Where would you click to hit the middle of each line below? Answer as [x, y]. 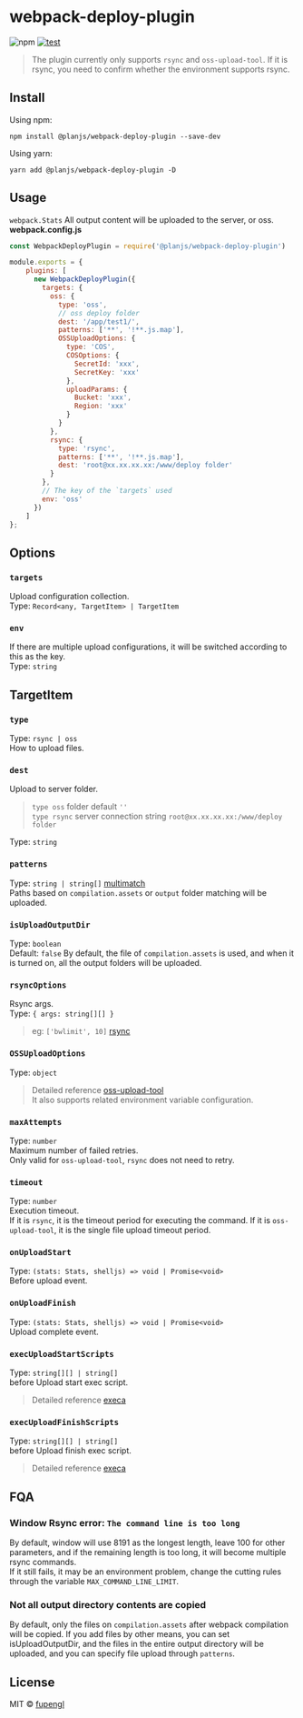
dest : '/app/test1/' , [99, 321]
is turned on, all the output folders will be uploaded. [106, 963]
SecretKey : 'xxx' [107, 372]
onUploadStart [40, 1253]
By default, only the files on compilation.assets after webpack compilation [149, 1624]
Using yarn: [31, 153]
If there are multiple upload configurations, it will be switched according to [148, 647]
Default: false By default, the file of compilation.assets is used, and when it [152, 953]
